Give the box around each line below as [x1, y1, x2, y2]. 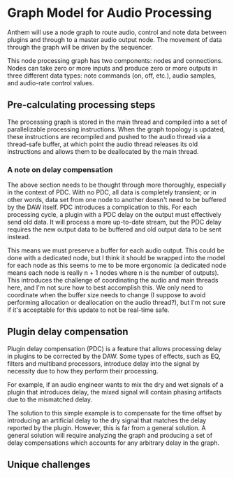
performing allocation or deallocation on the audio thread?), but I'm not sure [7, 299, 226, 307]
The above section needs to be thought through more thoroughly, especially [7, 180, 226, 190]
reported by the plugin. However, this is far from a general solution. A [7, 423, 206, 432]
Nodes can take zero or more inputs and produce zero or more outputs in [7, 64, 218, 72]
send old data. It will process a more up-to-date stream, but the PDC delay [7, 218, 222, 227]
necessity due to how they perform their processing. [7, 366, 159, 375]
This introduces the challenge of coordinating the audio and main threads [7, 276, 219, 285]
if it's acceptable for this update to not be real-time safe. [7, 306, 170, 314]
